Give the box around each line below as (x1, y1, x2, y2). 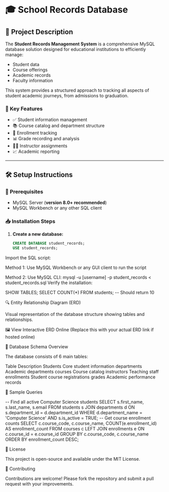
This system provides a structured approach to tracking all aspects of (5, 87, 149, 93)
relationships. (5, 316, 34, 323)
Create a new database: (12, 231, 64, 237)
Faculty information (12, 78, 53, 83)
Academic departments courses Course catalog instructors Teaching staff (5, 369, 159, 375)
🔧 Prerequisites (5, 188, 44, 195)
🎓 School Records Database (5, 4, 128, 16)
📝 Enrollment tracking (12, 130, 57, 136)
